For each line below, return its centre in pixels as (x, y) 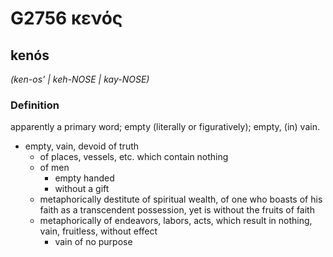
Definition (35, 105)
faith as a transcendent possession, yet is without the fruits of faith (177, 210)
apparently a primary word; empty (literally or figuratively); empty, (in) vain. (165, 127)
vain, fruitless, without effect (98, 231)
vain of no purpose (93, 242)
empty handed (84, 178)
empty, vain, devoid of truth (82, 146)
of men (54, 168)
